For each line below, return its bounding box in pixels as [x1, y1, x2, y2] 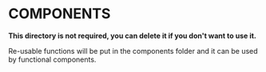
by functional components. [8, 55, 97, 64]
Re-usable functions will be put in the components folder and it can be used [8, 46, 258, 55]
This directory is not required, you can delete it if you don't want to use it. [8, 31, 257, 40]
